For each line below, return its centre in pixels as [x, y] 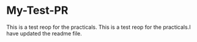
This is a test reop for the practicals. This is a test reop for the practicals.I [98, 27]
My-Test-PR [37, 10]
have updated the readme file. [44, 33]
